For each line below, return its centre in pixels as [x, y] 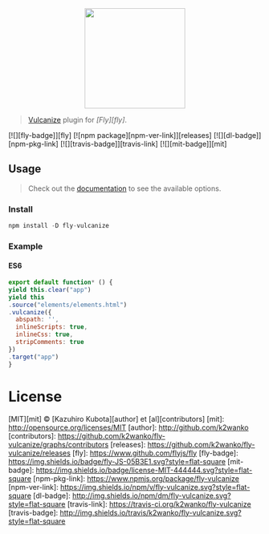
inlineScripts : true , [52, 327]
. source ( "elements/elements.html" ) [68, 305]
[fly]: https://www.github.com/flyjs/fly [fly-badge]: [155, 453]
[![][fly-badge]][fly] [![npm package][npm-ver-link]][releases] [110, 135]
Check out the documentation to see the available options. [124, 188]
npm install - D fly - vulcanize [59, 226]
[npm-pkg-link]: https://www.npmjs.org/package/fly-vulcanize [136, 478]
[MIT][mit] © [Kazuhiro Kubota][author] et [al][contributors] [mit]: [116, 419]
